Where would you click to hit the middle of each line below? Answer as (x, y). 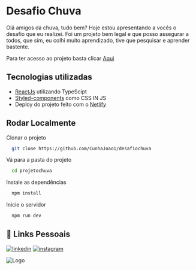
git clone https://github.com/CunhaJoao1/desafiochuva (82, 148)
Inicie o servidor (26, 205)
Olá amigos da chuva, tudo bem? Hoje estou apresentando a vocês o (91, 28)
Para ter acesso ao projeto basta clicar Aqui (60, 58)
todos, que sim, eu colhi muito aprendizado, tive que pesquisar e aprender (98, 40)
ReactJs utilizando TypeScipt (51, 92)
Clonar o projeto (26, 137)
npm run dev (27, 216)
